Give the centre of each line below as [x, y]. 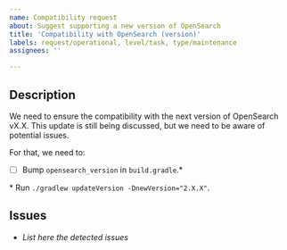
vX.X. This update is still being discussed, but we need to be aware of [137, 125]
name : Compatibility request [63, 17]
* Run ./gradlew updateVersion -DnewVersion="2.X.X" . [110, 187]
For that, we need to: [47, 152]
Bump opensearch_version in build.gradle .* [102, 170]
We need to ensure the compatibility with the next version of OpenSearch [144, 116]
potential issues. [39, 135]
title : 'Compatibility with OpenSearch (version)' [105, 34]
